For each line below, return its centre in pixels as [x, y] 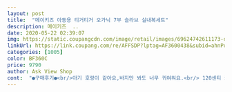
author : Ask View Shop [40, 71]
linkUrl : [20, 46]
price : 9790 [24, 65]
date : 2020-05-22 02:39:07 [46, 33]
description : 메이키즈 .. [43, 26]
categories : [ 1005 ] [35, 53]
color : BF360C [28, 59]
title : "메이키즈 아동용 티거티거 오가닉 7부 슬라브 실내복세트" [88, 20]
